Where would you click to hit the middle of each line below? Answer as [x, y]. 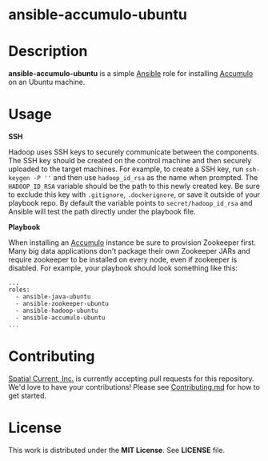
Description [48, 52]
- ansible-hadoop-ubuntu [57, 311]
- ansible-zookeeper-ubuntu [62, 304]
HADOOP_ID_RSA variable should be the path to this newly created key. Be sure [134, 186]
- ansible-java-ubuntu [53, 297]
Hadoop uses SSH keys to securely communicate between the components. [134, 152]
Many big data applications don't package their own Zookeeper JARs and [129, 251]
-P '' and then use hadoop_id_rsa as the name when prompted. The [146, 178]
